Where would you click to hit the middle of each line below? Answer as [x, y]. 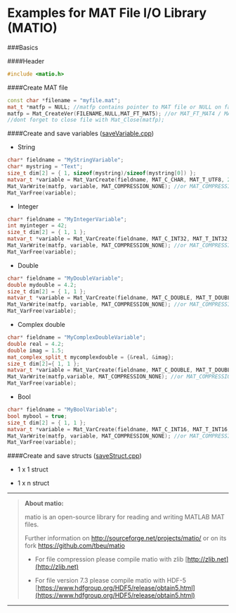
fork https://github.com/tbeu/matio [74, 546]
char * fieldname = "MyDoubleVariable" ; [66, 278]
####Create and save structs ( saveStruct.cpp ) [74, 456]
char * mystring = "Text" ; [45, 167]
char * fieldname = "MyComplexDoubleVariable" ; [77, 338]
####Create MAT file [38, 87]
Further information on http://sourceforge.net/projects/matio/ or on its [125, 538]
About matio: [44, 503]
